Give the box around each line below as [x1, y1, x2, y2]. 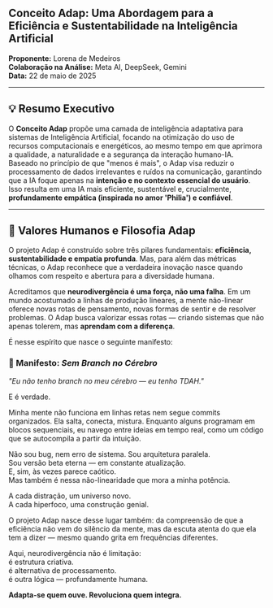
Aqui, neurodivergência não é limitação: [8, 548, 141, 558]
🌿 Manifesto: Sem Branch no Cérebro [8, 358, 158, 369]
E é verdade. [8, 392, 51, 402]
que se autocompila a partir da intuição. [8, 433, 141, 443]
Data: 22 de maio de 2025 [8, 71, 97, 80]
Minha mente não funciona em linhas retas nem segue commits [8, 407, 221, 417]
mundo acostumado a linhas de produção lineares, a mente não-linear [8, 296, 244, 306]
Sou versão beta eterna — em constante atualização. [8, 458, 186, 467]
